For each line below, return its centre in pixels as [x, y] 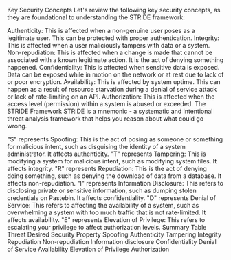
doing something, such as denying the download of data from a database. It [114, 176]
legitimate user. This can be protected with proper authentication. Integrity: [113, 38]
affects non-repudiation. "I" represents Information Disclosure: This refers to [115, 183]
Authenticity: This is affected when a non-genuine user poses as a [101, 31]
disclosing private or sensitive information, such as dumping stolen [102, 190]
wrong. [17, 126]
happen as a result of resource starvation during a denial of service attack [112, 89]
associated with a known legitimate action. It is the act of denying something [115, 60]
